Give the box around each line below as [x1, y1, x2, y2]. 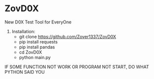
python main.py [19, 54, 51, 60]
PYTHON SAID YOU [4, 69, 45, 75]
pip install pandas [19, 44, 55, 50]
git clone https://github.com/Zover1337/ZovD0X [19, 34, 116, 39]
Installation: [11, 28, 35, 34]
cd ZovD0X [19, 49, 42, 55]
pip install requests [19, 39, 58, 44]
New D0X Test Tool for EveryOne [4, 19, 72, 25]
